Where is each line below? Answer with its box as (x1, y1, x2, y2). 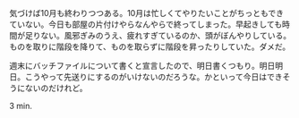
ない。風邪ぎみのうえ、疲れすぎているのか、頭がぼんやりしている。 (39, 30, 292, 40)
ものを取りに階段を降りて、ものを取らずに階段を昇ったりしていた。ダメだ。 (9, 41, 291, 52)
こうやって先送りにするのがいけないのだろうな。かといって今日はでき (24, 72, 283, 82)
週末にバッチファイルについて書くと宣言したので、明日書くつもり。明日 (9, 61, 276, 71)
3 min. (9, 101, 33, 111)
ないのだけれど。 (24, 83, 88, 93)
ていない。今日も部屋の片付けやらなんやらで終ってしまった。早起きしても (9, 19, 283, 29)
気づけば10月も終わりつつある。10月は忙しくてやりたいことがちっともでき (9, 8, 285, 18)
